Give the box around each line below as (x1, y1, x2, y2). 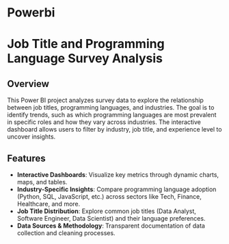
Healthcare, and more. (16, 200, 81, 208)
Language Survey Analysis (7, 51, 163, 66)
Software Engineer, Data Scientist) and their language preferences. (16, 215, 206, 222)
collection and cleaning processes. (16, 229, 116, 237)
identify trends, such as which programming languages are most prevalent (7, 111, 217, 119)
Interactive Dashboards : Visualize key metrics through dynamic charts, (16, 171, 219, 179)
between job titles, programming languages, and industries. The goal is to (7, 103, 215, 112)
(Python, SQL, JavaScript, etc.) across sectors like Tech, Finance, (16, 193, 202, 200)
